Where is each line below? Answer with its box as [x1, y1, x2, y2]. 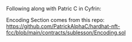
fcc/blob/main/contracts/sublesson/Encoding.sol [6, 29, 126, 36]
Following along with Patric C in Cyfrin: [6, 5, 102, 12]
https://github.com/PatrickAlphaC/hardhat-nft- [6, 23, 121, 30]
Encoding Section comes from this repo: [6, 17, 105, 23]
